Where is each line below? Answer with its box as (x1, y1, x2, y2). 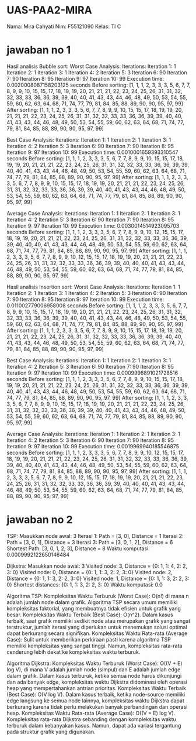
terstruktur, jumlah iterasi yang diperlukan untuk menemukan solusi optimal (6, 623, 187, 630)
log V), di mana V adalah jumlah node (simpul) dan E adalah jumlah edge (6, 665, 181, 673)
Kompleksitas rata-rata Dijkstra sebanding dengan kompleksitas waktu (6, 715, 177, 723)
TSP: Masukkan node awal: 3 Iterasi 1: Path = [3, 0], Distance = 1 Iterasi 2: (6, 532, 184, 539)
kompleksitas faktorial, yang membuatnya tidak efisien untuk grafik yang (6, 605, 181, 612)
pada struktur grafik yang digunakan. (6, 728, 96, 735)
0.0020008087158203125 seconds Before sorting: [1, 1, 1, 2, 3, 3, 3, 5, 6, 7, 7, (6, 81, 191, 88)
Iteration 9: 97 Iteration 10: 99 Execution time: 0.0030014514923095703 (6, 222, 180, 229)
